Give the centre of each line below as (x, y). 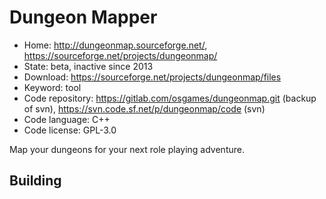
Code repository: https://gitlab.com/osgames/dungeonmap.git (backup (170, 98)
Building (35, 181)
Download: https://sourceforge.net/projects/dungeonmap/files (152, 77)
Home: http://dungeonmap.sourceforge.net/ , (115, 45)
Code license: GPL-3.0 (70, 130)
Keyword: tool (52, 87)
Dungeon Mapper (83, 17)
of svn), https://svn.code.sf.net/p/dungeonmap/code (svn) (144, 108)
